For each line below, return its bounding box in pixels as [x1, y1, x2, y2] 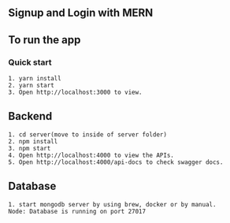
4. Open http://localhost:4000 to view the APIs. [8, 151, 175, 159]
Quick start [8, 57, 53, 68]
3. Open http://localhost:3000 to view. [8, 88, 143, 97]
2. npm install [8, 137, 58, 145]
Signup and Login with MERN [8, 6, 154, 20]
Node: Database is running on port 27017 [8, 207, 147, 215]
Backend [8, 110, 53, 123]
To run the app [8, 33, 81, 46]
